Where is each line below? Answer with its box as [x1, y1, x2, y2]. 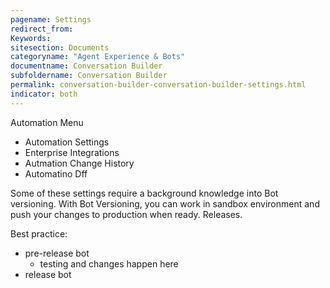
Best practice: [10, 227, 68, 240]
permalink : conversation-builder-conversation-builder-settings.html [10, 80, 307, 90]
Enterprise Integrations [24, 146, 120, 158]
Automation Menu [10, 116, 84, 128]
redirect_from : [10, 24, 74, 34]
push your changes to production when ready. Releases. [10, 208, 243, 220]
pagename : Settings [10, 14, 92, 25]
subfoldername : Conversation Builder [10, 71, 168, 81]
